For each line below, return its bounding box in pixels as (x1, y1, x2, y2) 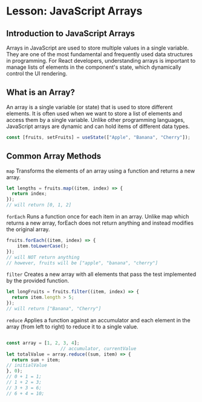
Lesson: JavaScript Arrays (6, 4, 143, 18)
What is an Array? (6, 88, 76, 98)
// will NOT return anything (6, 254, 80, 260)
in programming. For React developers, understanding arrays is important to (6, 57, 196, 64)
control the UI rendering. (6, 70, 68, 77)
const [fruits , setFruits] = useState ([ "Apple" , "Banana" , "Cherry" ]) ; (6, 134, 191, 140)
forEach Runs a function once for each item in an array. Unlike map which (6, 213, 189, 220)
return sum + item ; (11, 357, 61, 363)
